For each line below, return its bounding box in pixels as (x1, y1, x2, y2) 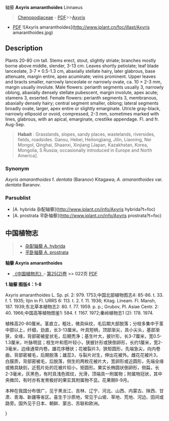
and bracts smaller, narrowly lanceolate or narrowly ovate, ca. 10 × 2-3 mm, (5, 78, 162, 84)
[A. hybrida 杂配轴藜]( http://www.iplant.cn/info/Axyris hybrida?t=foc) (12, 206, 156, 213)
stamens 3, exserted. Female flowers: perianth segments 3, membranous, (5, 94, 158, 100)
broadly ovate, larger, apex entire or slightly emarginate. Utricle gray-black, (5, 105, 161, 112)
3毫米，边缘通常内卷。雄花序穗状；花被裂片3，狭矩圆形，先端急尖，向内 (5, 346, 156, 352)
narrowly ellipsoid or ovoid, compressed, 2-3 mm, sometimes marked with (5, 111, 159, 117)
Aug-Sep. (5, 121, 25, 127)
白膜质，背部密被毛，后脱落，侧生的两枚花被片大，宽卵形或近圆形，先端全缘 (5, 358, 164, 364)
